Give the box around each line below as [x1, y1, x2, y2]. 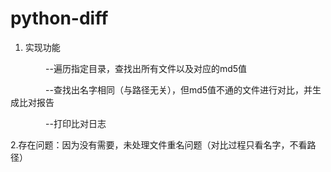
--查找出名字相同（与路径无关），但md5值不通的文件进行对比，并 [44, 83, 313, 96]
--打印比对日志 [44, 117, 107, 129]
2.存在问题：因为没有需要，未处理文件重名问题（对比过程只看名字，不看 [10, 138, 308, 151]
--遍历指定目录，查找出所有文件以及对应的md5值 [44, 62, 248, 74]
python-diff [10, 7, 109, 30]
